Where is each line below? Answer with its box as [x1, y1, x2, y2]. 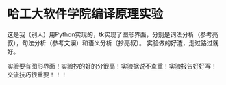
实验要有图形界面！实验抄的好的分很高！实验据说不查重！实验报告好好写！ [7, 62, 217, 70]
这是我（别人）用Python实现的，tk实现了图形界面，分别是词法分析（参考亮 [7, 30, 218, 38]
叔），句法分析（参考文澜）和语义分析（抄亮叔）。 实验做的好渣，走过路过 [7, 38, 213, 47]
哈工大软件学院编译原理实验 [7, 6, 164, 22]
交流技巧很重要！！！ [7, 70, 67, 79]
